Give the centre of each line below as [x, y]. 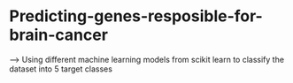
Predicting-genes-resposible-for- [136, 16]
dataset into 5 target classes [61, 69]
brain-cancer [59, 35]
